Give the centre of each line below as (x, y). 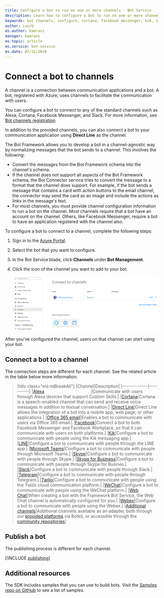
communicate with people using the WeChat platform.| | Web (78, 490)
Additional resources (38, 573)
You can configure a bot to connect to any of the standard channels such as (81, 110)
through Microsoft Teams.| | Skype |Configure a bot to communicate (84, 454)
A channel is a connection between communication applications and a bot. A (82, 90)
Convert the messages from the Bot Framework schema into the (77, 164)
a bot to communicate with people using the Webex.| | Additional (82, 506)
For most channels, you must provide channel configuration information (84, 206)
